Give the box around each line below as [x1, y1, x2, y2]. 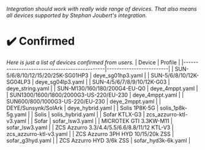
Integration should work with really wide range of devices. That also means [6, 6, 197, 12]
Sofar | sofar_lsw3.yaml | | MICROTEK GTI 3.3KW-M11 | [34, 117, 173, 124]
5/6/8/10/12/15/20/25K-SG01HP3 [6, 72, 89, 79]
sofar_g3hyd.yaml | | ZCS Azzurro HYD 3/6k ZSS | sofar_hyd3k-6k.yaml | [6, 137, 191, 144]
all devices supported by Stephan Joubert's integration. [6, 12, 147, 19]
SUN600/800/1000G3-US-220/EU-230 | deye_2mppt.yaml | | [6, 97, 161, 105]
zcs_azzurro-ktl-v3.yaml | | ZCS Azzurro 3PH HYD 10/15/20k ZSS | [6, 130, 174, 137]
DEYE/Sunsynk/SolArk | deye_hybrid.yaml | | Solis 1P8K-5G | [6, 104, 159, 111]
